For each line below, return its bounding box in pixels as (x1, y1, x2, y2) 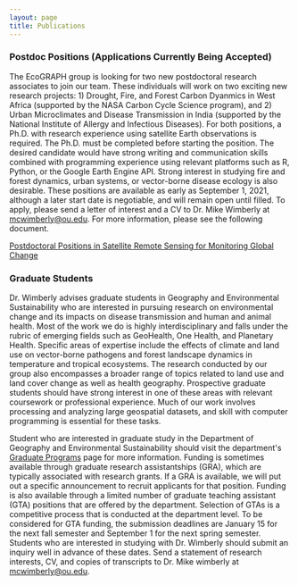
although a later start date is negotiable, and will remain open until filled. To (9, 194, 286, 205)
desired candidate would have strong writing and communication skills (9, 146, 269, 157)
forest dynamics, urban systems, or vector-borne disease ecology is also (9, 175, 278, 186)
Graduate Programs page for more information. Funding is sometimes (9, 452, 265, 463)
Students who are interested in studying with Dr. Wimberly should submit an (9, 538, 289, 548)
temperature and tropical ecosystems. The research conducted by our (9, 359, 268, 370)
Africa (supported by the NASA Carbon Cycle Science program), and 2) (9, 99, 272, 110)
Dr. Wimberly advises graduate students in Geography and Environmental (9, 292, 279, 304)
